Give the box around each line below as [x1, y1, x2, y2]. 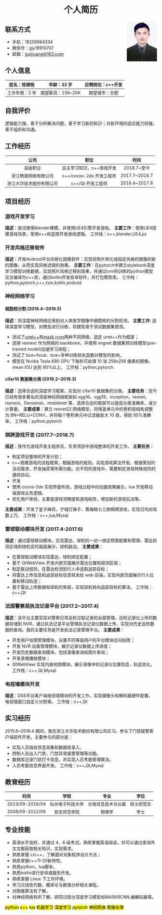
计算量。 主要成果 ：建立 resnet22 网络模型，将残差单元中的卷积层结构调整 [5, 406, 153, 412]
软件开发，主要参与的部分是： [13, 734, 73, 740]
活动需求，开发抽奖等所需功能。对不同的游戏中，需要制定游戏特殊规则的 [12, 466, 156, 472]
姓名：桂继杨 [9, 82, 35, 88]
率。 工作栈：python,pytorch [5, 418, 62, 424]
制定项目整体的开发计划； [12, 454, 63, 459]
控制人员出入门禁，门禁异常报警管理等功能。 [12, 750, 101, 756]
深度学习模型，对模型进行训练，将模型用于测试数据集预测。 [9, 323, 128, 330]
